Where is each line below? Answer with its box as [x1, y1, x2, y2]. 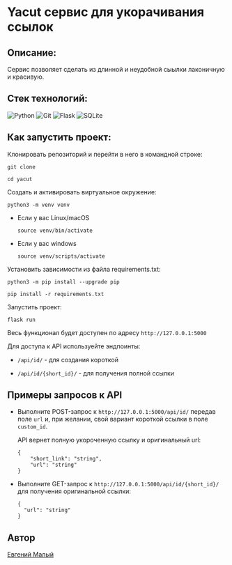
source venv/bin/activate [17, 227, 93, 234]
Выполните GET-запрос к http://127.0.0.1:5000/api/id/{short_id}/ [17, 480, 219, 488]
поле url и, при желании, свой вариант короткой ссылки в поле [17, 415, 208, 424]
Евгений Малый [7, 550, 54, 559]
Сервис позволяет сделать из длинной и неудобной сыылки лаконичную [7, 65, 225, 73]
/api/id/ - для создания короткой [17, 355, 119, 364]
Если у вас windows [17, 239, 77, 247]
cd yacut [7, 176, 33, 183]
